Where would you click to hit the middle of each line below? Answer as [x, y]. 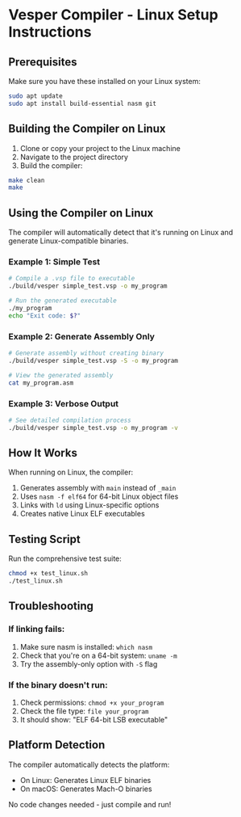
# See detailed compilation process [70, 420]
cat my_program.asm [41, 383]
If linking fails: [37, 630]
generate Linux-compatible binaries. [69, 241]
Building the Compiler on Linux [87, 129]
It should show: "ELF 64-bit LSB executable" [94, 720]
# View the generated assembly [61, 375]
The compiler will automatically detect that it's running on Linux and [121, 233]
